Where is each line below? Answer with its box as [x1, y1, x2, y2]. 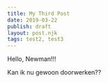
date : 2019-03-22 [7, 17, 58, 24]
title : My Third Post [7, 10, 70, 17]
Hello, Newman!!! [7, 55, 57, 63]
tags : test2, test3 [7, 36, 64, 43]
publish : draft [7, 23, 52, 30]
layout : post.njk [7, 29, 58, 37]
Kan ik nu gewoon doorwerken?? [7, 68, 102, 77]
